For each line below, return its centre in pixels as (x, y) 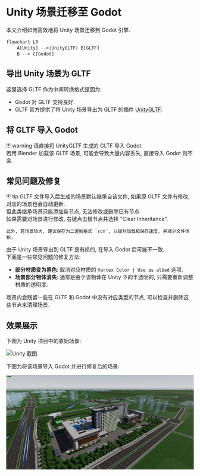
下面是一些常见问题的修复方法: (44, 257)
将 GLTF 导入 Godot (42, 130)
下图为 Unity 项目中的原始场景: (44, 341)
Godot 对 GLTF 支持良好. (45, 102)
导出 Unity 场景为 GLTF (49, 74)
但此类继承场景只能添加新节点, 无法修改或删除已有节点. (74, 211)
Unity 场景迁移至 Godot (64, 12)
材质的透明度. (31, 285)
